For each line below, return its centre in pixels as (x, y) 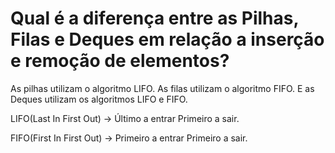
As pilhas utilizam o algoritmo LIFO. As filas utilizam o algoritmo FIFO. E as (162, 88)
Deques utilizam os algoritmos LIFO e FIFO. (99, 99)
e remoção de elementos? (120, 61)
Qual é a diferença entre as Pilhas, (154, 18)
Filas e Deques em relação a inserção (167, 39)
